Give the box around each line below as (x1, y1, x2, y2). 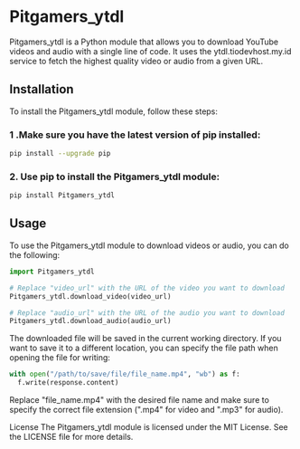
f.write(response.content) (17, 378, 119, 387)
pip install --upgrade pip (9, 149, 111, 158)
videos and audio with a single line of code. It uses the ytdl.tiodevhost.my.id (9, 45, 292, 56)
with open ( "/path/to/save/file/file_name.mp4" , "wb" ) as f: (9, 369, 241, 379)
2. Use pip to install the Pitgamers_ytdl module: (9, 170, 220, 183)
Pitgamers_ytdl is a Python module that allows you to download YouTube (9, 36, 278, 47)
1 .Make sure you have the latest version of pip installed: (9, 129, 261, 141)
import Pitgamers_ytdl (9, 267, 95, 276)
